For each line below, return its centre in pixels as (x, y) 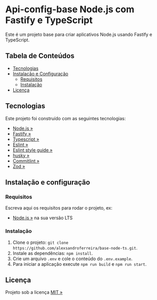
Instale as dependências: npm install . (53, 253)
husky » (21, 155)
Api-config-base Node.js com (70, 9)
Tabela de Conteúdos (40, 56)
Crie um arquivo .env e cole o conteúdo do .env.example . (72, 259)
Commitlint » (26, 161)
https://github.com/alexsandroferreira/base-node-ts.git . (75, 248)
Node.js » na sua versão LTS (43, 218)
